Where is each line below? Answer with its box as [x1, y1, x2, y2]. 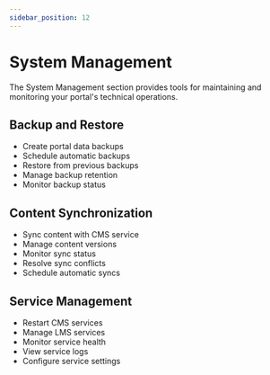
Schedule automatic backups [22, 150, 131, 162]
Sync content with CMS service [22, 229, 139, 240]
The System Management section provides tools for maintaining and [9, 82, 262, 93]
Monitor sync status [22, 248, 97, 259]
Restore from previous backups [22, 160, 139, 171]
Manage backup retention [22, 170, 118, 181]
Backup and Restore [9, 117, 125, 132]
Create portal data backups [22, 141, 124, 152]
